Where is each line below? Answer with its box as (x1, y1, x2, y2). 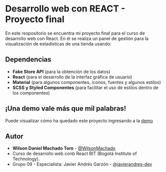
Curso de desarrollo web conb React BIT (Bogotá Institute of (12, 150, 137, 156)
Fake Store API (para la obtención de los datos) (12, 68, 110, 74)
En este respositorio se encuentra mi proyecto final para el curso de (5, 30, 145, 36)
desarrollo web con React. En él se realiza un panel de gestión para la (5, 35, 149, 41)
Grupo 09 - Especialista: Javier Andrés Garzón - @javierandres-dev (12, 161, 152, 167)
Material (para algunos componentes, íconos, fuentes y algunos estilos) (12, 79, 161, 85)
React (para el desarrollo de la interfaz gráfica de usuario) (12, 73, 132, 80)
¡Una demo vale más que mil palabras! (5, 104, 126, 113)
